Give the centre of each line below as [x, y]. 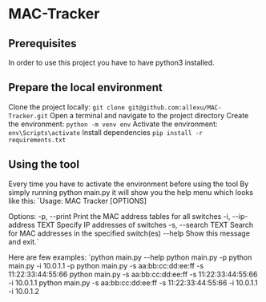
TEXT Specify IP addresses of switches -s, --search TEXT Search [145, 225]
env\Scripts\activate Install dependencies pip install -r [105, 132]
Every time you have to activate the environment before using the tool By [129, 184]
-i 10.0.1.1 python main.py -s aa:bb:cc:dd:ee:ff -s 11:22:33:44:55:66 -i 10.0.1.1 [133, 282]
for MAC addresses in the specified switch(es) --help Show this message [129, 233]
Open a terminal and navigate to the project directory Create [149, 115]
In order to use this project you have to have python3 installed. [111, 62]
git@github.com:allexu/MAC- [175, 107]
